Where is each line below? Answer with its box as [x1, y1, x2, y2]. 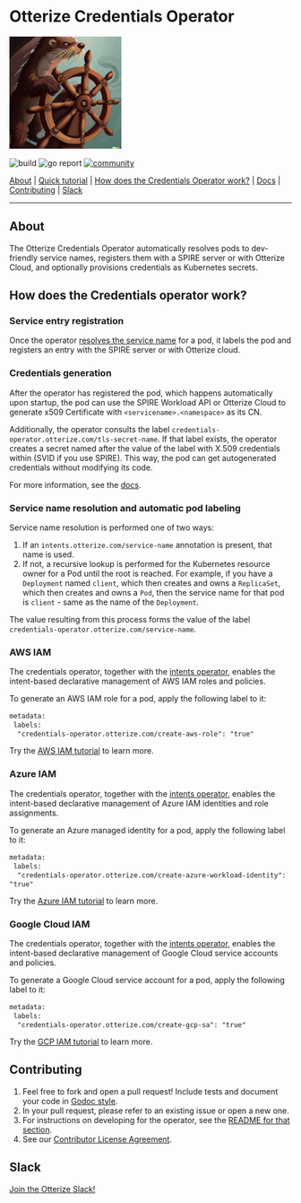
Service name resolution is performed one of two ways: [9, 522, 215, 533]
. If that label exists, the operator [157, 433, 278, 444]
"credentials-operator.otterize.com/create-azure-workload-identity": [17, 870, 287, 880]
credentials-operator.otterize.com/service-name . [9, 623, 197, 634]
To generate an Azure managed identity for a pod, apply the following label [9, 824, 286, 835]
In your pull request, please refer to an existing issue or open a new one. [21, 1105, 289, 1116]
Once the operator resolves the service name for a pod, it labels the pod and [9, 335, 292, 346]
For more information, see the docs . [9, 479, 142, 490]
